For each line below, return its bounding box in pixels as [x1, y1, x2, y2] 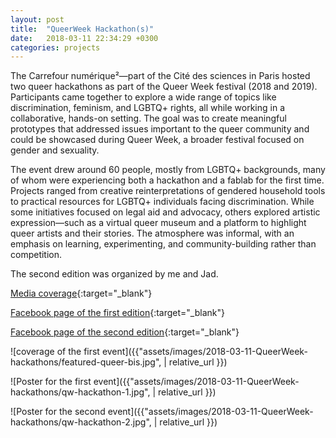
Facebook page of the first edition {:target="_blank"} [10, 307, 225, 319]
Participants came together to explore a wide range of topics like [10, 91, 277, 103]
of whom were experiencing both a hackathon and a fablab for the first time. [10, 174, 325, 186]
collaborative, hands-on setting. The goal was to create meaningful [10, 112, 287, 125]
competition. [10, 249, 63, 261]
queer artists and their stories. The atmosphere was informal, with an [10, 227, 295, 240]
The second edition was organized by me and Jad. [10, 268, 219, 280]
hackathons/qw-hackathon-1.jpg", [10, 386, 151, 398]
